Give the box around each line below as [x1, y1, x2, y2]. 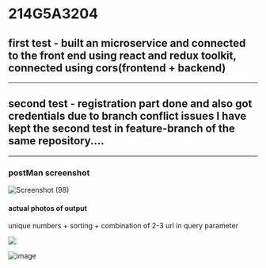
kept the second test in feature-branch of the [8, 122, 236, 136]
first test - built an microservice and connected [8, 36, 246, 50]
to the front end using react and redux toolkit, [8, 48, 237, 62]
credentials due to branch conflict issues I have [8, 109, 247, 123]
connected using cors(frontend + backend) [8, 61, 226, 75]
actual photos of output [8, 203, 87, 212]
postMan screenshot [8, 167, 90, 178]
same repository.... [8, 134, 104, 147]
